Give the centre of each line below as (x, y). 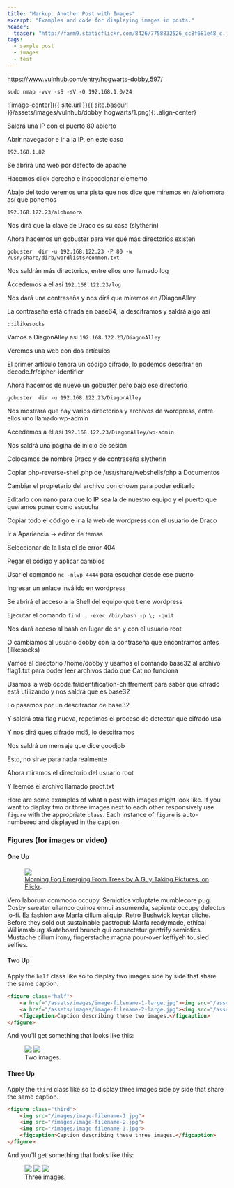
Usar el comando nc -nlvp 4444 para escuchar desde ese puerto (100, 574)
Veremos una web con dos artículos (59, 351)
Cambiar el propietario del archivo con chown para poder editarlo (101, 485)
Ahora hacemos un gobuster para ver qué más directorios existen (101, 239)
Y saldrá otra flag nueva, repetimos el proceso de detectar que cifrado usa (114, 718)
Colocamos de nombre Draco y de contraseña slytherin (87, 459)
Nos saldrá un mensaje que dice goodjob (66, 745)
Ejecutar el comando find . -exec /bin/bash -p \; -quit (91, 615)
